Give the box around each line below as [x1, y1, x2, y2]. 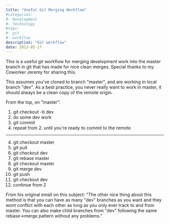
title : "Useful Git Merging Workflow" [6, 7, 87, 13]
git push [13, 171, 30, 177]
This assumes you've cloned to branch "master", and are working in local [6, 79, 157, 85]
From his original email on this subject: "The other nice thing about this [6, 191, 152, 197]
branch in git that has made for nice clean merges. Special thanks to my [6, 64, 154, 70]
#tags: [6, 26, 20, 31]
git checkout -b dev [13, 109, 54, 115]
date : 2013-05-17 [6, 45, 42, 50]
